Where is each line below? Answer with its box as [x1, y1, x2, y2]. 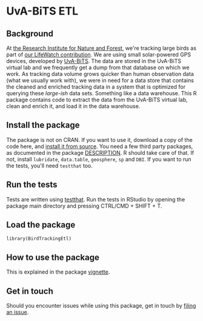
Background [6, 29, 53, 39]
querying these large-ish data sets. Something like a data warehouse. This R [6, 90, 197, 96]
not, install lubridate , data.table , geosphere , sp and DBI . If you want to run [6, 155, 192, 163]
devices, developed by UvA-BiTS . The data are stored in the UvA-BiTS [6, 58, 182, 64]
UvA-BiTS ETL [6, 4, 79, 18]
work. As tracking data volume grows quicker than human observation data [6, 70, 194, 77]
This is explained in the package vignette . [6, 268, 110, 275]
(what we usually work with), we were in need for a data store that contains [6, 77, 194, 84]
